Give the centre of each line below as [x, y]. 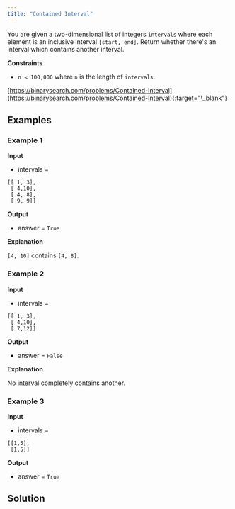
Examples [29, 120]
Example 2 [26, 274]
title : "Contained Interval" [50, 14]
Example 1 [25, 140]
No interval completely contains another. [67, 383]
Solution [26, 499]
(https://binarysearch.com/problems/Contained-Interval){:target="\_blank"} [117, 98]
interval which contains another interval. [66, 49]
